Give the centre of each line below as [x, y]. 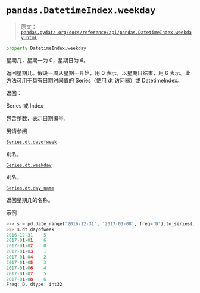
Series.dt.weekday [29, 165]
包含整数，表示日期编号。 [37, 118]
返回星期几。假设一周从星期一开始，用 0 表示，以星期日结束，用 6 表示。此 [99, 73]
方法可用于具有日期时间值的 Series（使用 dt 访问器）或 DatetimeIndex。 [94, 80]
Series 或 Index [25, 105]
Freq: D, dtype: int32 [34, 285]
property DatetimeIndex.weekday [46, 48]
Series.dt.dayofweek [32, 142]
